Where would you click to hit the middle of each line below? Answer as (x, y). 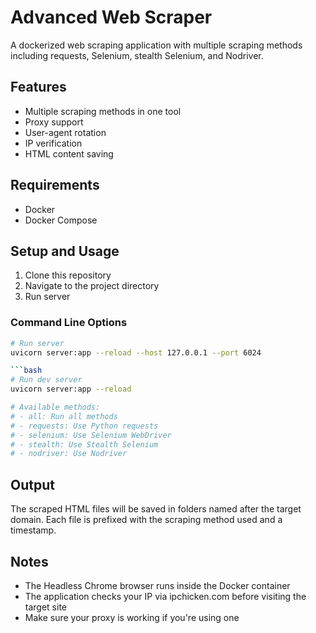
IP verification (53, 143)
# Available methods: (55, 407)
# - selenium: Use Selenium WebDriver (91, 435)
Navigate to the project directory (92, 286)
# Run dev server (46, 380)
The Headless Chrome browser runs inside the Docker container (157, 585)
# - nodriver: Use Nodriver (69, 454)
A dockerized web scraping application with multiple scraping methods (156, 45)
